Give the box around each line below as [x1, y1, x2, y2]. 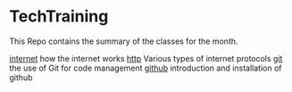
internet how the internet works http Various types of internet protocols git [9, 53, 283, 63]
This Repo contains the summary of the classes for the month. [9, 36, 238, 46]
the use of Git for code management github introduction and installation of [9, 63, 282, 73]
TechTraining [9, 6, 109, 27]
